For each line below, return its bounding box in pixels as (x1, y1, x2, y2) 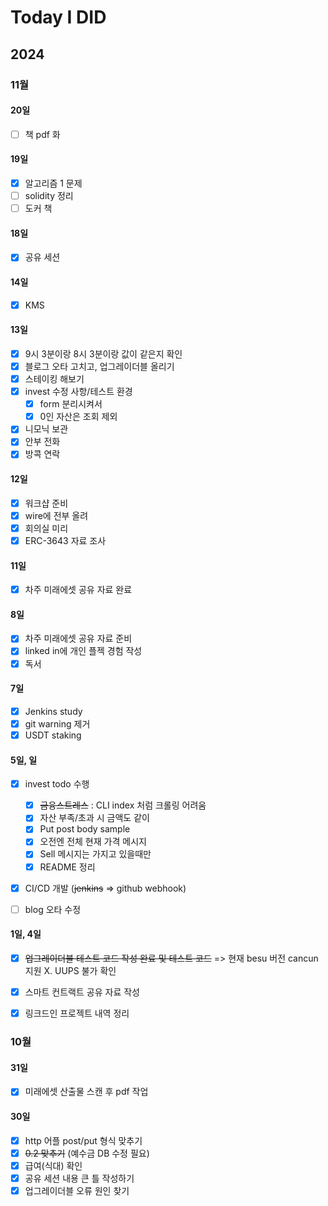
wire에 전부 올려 (24, 509, 89, 521)
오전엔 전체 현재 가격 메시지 (39, 836, 147, 848)
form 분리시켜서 (39, 398, 103, 410)
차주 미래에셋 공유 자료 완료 (24, 584, 133, 596)
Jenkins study (24, 705, 83, 717)
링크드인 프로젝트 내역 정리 (24, 1007, 130, 1020)
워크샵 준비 (24, 497, 69, 509)
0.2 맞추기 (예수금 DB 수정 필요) (24, 1147, 150, 1159)
